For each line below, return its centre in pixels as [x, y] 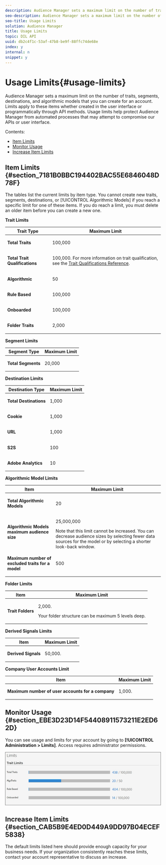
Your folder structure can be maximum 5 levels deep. [92, 616]
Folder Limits [19, 584]
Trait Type [28, 231]
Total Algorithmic [25, 501]
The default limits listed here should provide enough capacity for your [76, 847]
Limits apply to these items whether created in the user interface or [74, 107]
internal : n [17, 52]
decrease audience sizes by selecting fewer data [105, 536]
